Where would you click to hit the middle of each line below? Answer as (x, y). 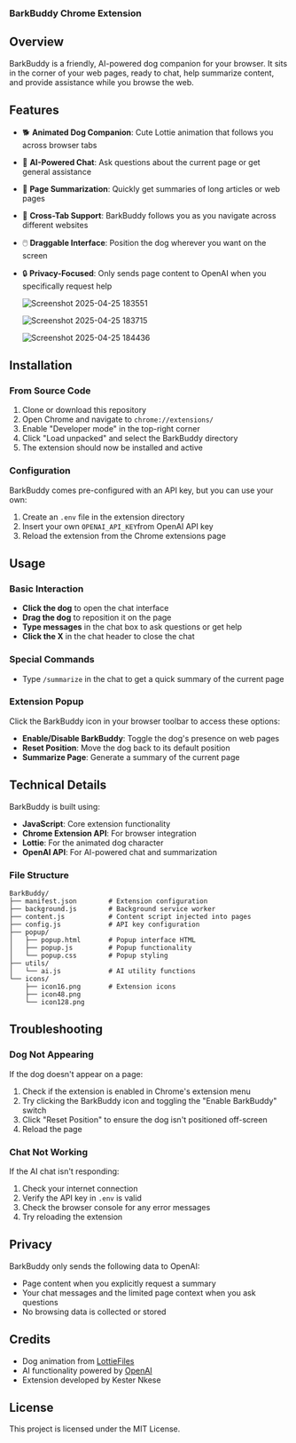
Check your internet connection (80, 1188)
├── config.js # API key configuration (105, 924)
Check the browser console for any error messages (116, 1207)
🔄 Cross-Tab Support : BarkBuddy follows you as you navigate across (149, 215)
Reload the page (52, 1129)
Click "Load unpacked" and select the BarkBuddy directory (130, 439)
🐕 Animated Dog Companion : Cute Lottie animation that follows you (148, 132)
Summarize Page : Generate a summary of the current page (131, 757)
